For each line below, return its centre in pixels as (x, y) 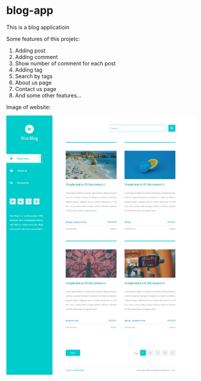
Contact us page (36, 89)
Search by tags (34, 76)
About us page (33, 83)
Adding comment (36, 57)
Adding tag (29, 69)
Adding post (30, 50)
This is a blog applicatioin (38, 27)
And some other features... (48, 95)
